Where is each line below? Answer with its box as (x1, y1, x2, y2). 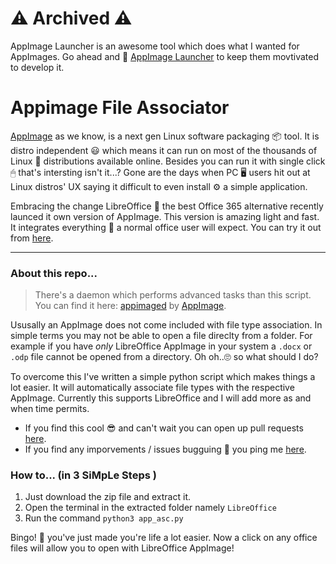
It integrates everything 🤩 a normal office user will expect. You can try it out (10, 221, 322, 233)
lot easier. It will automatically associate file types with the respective (10, 382, 295, 394)
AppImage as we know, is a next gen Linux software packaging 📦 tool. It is (10, 130, 320, 142)
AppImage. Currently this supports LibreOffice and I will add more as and (10, 392, 312, 404)
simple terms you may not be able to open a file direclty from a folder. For (10, 330, 313, 342)
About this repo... (10, 266, 98, 280)
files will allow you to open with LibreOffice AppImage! (10, 542, 235, 554)
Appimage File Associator (10, 97, 230, 119)
